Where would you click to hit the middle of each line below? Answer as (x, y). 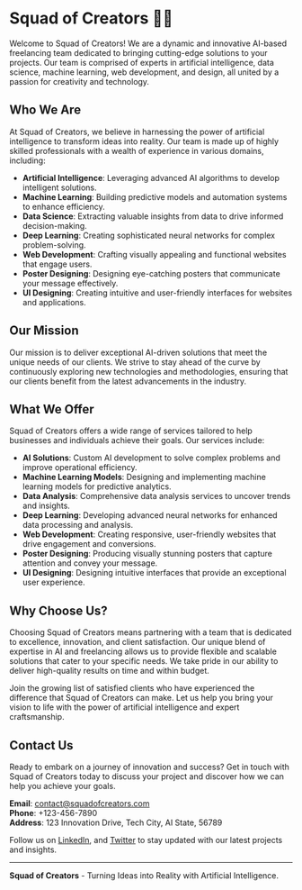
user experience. (53, 582)
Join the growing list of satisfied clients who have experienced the (132, 688)
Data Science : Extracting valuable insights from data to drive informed (153, 216)
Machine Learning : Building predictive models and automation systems (155, 196)
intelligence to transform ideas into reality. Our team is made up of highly (144, 141)
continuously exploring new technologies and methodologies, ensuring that (149, 371)
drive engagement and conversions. (89, 544)
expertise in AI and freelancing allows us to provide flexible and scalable (143, 651)
